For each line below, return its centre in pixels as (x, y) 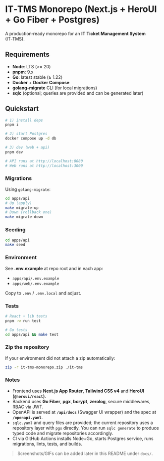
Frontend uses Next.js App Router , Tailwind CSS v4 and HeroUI (78, 391)
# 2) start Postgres (27, 134)
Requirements (27, 55)
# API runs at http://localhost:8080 (44, 161)
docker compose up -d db (31, 139)
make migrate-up (22, 208)
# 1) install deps (24, 120)
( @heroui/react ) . (29, 396)
